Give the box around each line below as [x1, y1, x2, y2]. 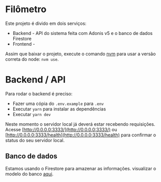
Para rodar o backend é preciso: [5, 90, 73, 97]
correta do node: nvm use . [5, 56, 59, 62]
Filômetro [5, 4, 47, 15]
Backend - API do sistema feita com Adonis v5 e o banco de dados [12, 30, 153, 36]
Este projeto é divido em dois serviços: [5, 20, 87, 26]
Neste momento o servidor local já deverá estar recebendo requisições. [5, 121, 155, 127]
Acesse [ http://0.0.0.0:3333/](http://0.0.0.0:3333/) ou [5, 126, 117, 132]
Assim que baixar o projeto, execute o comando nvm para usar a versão [5, 51, 156, 57]
